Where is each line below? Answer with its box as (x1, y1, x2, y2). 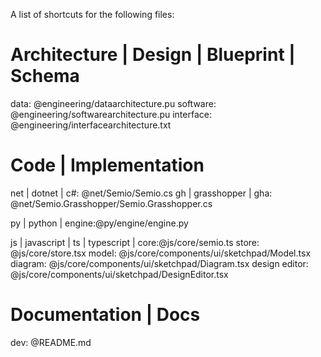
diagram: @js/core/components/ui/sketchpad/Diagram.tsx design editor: (10, 257, 309, 269)
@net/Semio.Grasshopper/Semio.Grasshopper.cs (10, 197, 213, 209)
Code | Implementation (10, 154, 205, 177)
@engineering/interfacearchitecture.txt (10, 119, 172, 131)
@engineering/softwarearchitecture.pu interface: (10, 108, 212, 120)
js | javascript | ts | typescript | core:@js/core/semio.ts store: (10, 236, 260, 248)
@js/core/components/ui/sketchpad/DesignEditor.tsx (10, 268, 229, 280)
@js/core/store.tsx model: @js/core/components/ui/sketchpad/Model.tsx (10, 247, 312, 259)
